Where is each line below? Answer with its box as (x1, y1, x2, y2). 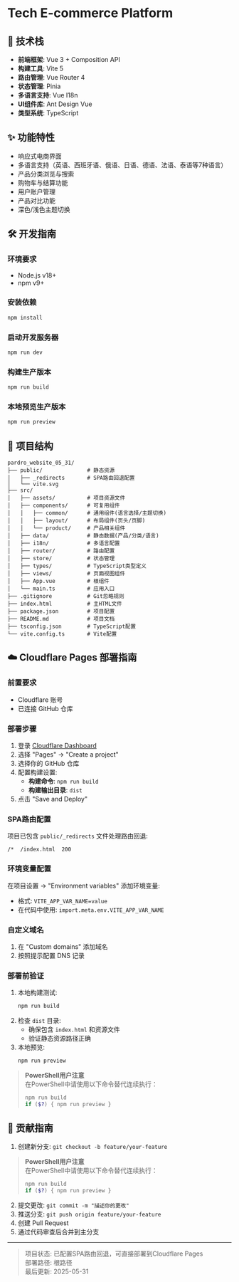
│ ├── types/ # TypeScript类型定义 (7, 562, 147, 569)
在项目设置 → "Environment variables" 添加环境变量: (7, 881, 160, 890)
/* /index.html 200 (7, 846, 72, 853)
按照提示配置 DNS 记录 (17, 951, 85, 960)
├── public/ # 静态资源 (7, 467, 115, 474)
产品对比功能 (17, 196, 55, 204)
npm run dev (7, 349, 43, 356)
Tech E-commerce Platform (7, 5, 173, 21)
